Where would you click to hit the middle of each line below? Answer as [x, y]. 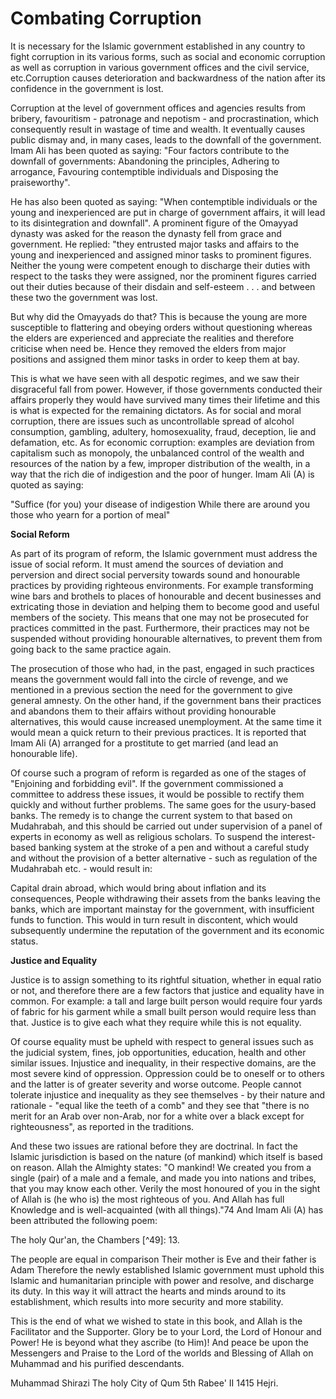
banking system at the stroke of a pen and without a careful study [174, 847]
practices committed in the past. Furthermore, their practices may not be [160, 628]
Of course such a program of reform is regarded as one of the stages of [158, 773]
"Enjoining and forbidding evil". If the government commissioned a [147, 783]
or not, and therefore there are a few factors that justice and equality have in [167, 990]
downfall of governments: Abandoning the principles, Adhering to [145, 161]
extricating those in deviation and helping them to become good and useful [165, 606]
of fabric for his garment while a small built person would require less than [163, 1011]
